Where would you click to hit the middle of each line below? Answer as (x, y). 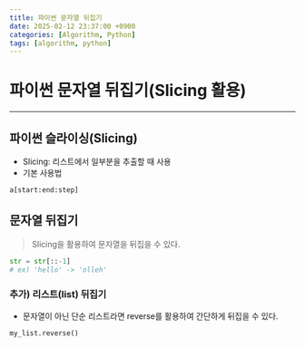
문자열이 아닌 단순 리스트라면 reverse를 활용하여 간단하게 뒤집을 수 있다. (150, 316)
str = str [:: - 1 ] (40, 261)
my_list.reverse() (44, 333)
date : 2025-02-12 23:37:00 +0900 (73, 26)
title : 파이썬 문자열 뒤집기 (56, 18)
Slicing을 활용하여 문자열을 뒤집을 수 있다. (106, 244)
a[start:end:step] (44, 190)
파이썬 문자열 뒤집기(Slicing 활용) (128, 91)
